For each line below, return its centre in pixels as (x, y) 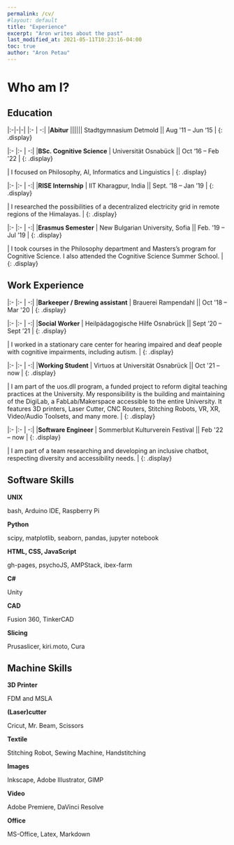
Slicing (17, 633)
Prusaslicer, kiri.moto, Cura (46, 646)
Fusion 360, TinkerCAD (41, 619)
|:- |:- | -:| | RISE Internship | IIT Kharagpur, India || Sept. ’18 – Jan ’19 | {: (111, 186)
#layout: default (32, 20)
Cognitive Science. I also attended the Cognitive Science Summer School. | (115, 256)
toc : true (22, 46)
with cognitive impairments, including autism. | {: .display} (90, 351)
